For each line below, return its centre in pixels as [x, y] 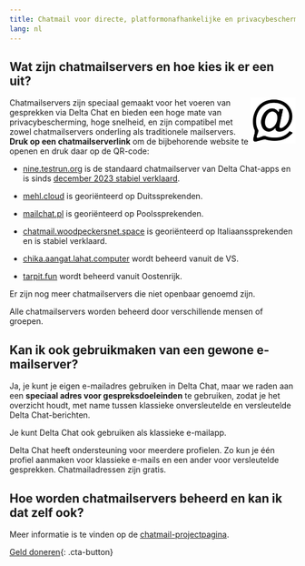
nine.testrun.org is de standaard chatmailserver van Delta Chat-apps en [157, 169]
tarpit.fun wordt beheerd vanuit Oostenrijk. [103, 277]
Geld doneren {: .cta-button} [61, 551]
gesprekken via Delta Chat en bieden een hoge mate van [116, 113]
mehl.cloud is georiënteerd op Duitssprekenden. [113, 197]
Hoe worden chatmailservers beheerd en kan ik [146, 498]
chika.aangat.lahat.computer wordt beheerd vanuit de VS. [130, 258]
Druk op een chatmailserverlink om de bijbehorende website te [129, 142]
